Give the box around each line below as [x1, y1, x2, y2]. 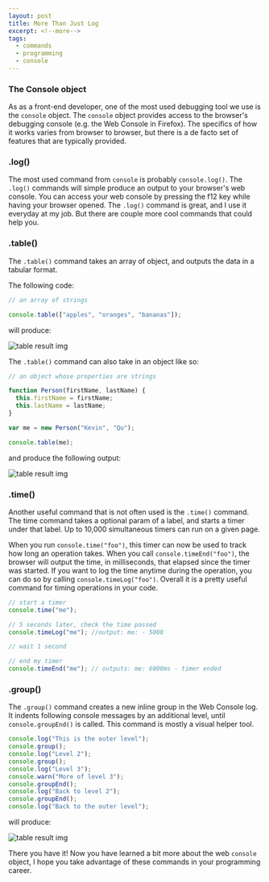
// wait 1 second [8, 643, 67, 651]
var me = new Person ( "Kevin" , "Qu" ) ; [8, 423, 135, 432]
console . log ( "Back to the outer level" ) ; [8, 803, 150, 811]
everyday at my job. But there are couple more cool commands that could [8, 209, 252, 219]
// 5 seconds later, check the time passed [8, 620, 157, 628]
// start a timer [8, 598, 67, 607]
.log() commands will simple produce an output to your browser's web [8, 183, 246, 193]
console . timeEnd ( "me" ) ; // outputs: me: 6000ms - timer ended [8, 665, 221, 673]
